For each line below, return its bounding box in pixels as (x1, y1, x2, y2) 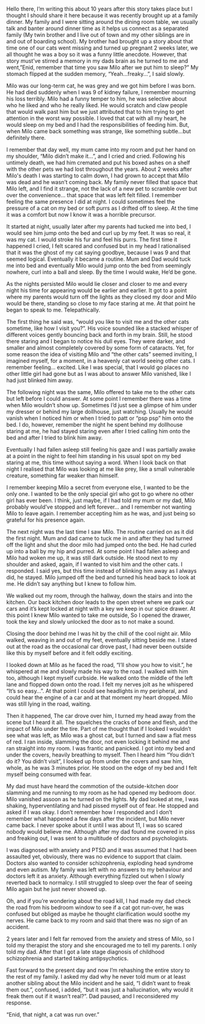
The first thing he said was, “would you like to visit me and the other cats (6, 318, 189, 325)
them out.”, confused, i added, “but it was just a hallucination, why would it (6, 986, 193, 993)
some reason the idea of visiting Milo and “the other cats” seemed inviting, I (6, 351, 197, 357)
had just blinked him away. (6, 376, 73, 384)
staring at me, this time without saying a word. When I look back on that (6, 459, 187, 466)
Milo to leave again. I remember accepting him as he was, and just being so (6, 510, 196, 517)
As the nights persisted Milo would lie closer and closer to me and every (6, 280, 188, 287)
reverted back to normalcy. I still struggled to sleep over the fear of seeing (6, 879, 193, 886)
